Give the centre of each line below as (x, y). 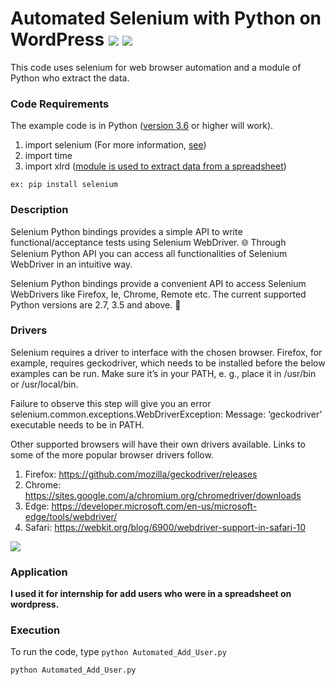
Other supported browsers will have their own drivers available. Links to (158, 444)
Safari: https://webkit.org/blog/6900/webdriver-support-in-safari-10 (165, 527)
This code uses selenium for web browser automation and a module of (156, 67)
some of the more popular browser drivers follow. (112, 454)
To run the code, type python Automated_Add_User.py (118, 652)
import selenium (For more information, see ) (115, 145)
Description (39, 210)
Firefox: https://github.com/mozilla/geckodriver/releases (141, 474)
